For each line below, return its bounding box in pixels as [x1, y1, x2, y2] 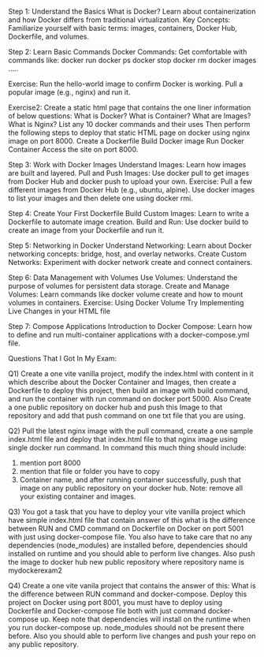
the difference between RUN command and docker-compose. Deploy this [8, 589, 247, 599]
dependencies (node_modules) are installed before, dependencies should [8, 540, 248, 550]
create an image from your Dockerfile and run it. [8, 226, 165, 235]
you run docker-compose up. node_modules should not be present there [8, 623, 244, 632]
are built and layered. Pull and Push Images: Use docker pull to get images [8, 169, 250, 177]
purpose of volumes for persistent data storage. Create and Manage [8, 282, 230, 290]
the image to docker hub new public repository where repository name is [8, 558, 244, 566]
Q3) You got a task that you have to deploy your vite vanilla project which [8, 507, 246, 516]
